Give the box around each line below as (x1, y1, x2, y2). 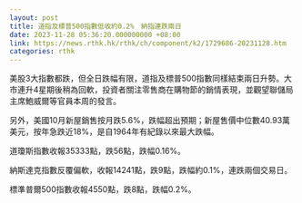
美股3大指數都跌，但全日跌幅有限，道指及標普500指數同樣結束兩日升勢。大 (9, 73, 293, 84)
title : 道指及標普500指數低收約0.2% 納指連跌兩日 (9, 22, 182, 31)
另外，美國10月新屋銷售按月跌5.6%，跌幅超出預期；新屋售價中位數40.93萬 (9, 115, 291, 126)
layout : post (9, 13, 59, 23)
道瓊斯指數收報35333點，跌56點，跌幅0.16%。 (9, 146, 186, 157)
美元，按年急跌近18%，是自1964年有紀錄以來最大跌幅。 (9, 126, 220, 137)
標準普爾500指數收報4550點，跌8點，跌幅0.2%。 (9, 184, 196, 195)
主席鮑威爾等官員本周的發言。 (9, 96, 121, 107)
